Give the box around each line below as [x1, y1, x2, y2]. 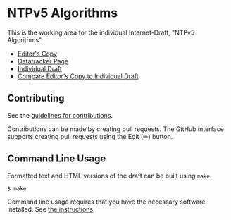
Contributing [7, 92, 65, 104]
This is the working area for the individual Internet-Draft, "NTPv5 [7, 28, 195, 37]
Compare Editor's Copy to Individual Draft [17, 72, 139, 80]
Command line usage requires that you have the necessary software [7, 197, 206, 206]
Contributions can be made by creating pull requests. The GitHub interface [7, 125, 224, 133]
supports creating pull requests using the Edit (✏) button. [7, 132, 173, 140]
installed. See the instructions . [7, 205, 95, 214]
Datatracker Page [17, 56, 69, 65]
